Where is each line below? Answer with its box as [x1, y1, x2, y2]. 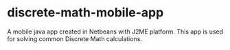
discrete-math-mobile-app [7, 5, 164, 21]
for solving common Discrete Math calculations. [7, 34, 143, 42]
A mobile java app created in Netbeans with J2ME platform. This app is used [7, 27, 224, 36]
